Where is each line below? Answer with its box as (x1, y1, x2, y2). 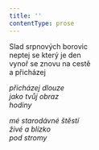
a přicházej (9, 67, 47, 77)
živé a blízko (9, 124, 52, 134)
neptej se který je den (9, 50, 81, 60)
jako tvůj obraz (9, 91, 60, 101)
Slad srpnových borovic (9, 41, 88, 51)
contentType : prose (9, 19, 75, 27)
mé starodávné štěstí (9, 115, 80, 125)
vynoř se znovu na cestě (9, 58, 91, 69)
